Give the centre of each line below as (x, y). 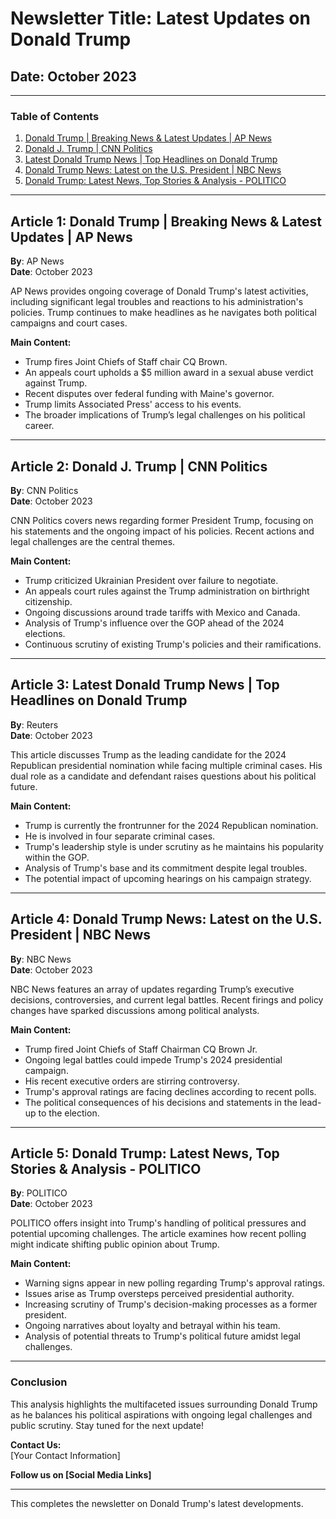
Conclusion (39, 1382)
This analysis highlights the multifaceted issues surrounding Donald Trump (164, 1404)
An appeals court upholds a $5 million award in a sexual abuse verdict (169, 373)
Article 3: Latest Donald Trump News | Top (145, 685)
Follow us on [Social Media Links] (81, 1474)
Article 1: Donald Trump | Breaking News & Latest (166, 221)
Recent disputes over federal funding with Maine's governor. (149, 394)
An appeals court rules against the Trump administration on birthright (167, 591)
